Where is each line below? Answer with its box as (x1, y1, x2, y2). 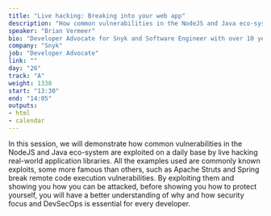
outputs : (8, 102, 38, 110)
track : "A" (8, 72, 45, 80)
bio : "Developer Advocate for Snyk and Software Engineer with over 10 (8, 34, 254, 43)
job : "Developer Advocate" (8, 49, 99, 57)
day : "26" (8, 64, 42, 73)
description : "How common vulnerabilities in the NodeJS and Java (8, 19, 236, 27)
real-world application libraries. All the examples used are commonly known (8, 156, 261, 165)
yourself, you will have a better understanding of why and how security (8, 190, 244, 200)
